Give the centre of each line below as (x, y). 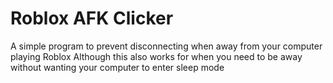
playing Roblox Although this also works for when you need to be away (156, 56)
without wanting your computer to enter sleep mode (117, 67)
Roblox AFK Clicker (92, 18)
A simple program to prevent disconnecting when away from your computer (166, 46)
